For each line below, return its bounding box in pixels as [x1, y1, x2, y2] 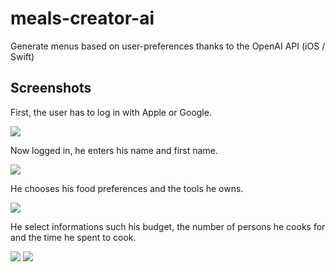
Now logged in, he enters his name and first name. [10, 144, 218, 156]
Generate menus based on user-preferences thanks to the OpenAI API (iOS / [10, 40, 326, 52]
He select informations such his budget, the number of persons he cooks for [10, 220, 326, 232]
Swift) [10, 50, 35, 62]
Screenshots [10, 80, 92, 97]
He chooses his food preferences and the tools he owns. [10, 182, 244, 194]
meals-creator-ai [10, 7, 155, 30]
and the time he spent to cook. [10, 231, 137, 243]
